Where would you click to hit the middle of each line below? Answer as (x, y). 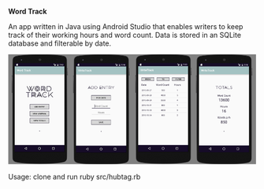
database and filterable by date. (60, 43)
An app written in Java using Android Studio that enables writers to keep (126, 26)
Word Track (28, 11)
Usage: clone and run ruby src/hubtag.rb (74, 177)
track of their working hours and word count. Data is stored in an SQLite (125, 35)
